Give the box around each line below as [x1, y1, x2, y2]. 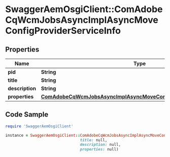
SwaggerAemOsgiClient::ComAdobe [5, 4, 163, 15]
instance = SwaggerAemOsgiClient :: [5, 133, 80, 138]
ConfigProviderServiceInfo [5, 25, 121, 36]
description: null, [80, 142, 121, 147]
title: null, [80, 137, 108, 142]
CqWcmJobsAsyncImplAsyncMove [5, 14, 158, 26]
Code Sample [5, 110, 49, 119]
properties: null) [80, 147, 119, 152]
